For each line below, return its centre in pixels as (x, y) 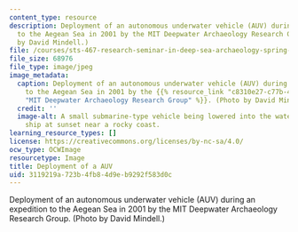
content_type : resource (53, 17)
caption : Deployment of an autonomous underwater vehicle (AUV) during (153, 84)
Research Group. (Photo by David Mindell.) (87, 219)
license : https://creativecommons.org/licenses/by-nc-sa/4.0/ (126, 141)
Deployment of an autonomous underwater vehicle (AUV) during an (132, 200)
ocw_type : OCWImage (45, 149)
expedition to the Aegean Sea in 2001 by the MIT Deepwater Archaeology (143, 209)
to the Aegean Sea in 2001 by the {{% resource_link (125, 92)
